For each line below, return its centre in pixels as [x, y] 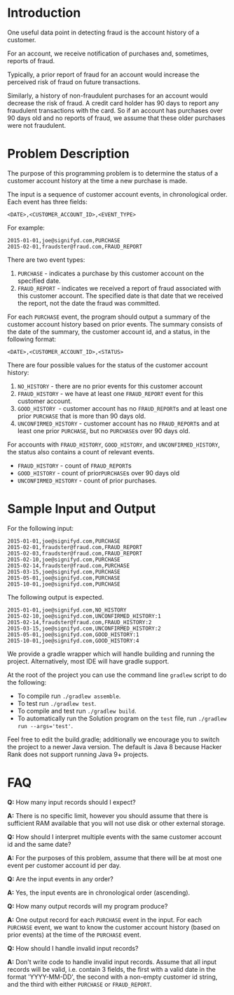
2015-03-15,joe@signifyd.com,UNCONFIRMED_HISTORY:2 [84, 628]
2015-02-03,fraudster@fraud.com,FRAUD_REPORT [75, 553]
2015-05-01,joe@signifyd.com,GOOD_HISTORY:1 [73, 634]
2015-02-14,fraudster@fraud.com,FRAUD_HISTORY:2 [80, 622]
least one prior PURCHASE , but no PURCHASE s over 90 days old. [104, 430]
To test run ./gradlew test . [57, 703]
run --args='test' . [45, 725]
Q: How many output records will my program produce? [88, 906]
